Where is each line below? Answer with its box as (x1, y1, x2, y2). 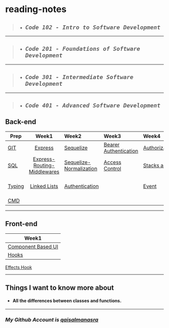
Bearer (104, 141, 120, 148)
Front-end (5, 220, 38, 228)
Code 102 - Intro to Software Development (25, 24, 161, 31)
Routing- (33, 162, 55, 169)
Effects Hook (5, 264, 32, 270)
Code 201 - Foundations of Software (25, 45, 140, 52)
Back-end (5, 117, 37, 126)
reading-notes (5, 4, 67, 15)
